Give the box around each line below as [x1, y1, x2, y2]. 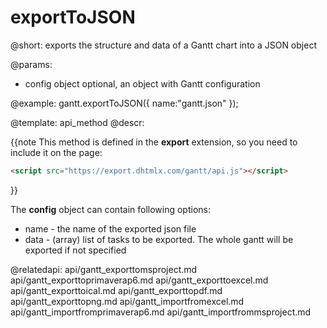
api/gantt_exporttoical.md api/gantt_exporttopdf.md [10, 284, 223, 296]
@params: [10, 58, 53, 70]
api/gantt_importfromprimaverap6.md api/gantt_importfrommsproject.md [10, 306, 312, 318]
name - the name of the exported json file [24, 222, 197, 235]
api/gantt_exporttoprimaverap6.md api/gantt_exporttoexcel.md [10, 274, 269, 286]
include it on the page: [10, 146, 103, 158]
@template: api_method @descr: [10, 116, 145, 128]
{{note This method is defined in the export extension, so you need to [10, 136, 298, 148]
